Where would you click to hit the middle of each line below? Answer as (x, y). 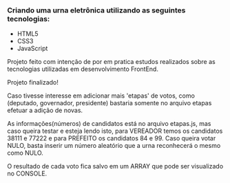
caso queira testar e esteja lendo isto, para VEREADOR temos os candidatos (115, 131)
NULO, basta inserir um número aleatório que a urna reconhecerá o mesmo (114, 146)
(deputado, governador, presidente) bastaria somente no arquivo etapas (109, 103)
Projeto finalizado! (33, 83)
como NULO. (25, 153)
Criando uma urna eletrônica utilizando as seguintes (96, 10)
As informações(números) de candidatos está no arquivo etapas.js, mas (109, 124)
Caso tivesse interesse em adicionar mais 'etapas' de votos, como (101, 96)
